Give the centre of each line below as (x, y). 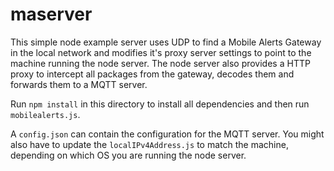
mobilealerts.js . (45, 114)
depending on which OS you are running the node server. (128, 155)
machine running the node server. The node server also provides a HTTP (160, 63)
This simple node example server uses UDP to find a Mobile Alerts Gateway (166, 42)
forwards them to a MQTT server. (79, 84)
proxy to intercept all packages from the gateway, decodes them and (152, 74)
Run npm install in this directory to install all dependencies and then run (160, 104)
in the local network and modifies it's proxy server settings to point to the (161, 52)
